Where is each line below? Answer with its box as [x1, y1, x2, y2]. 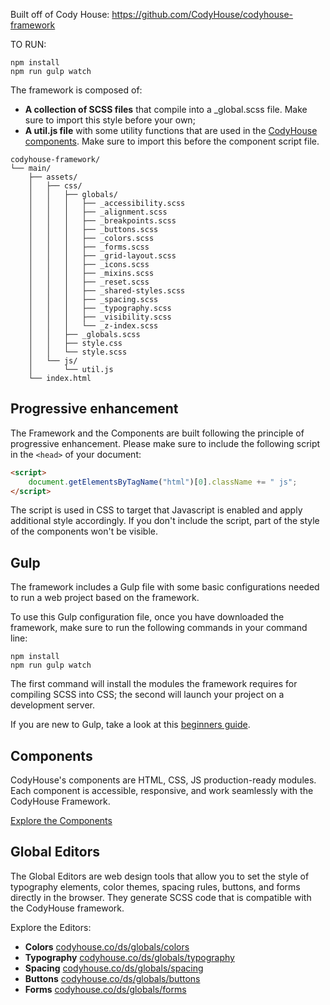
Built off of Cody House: [10, 9, 110, 20]
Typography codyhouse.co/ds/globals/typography [24, 951, 235, 963]
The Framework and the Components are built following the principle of [10, 427, 305, 439]
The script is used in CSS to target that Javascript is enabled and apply [10, 504, 303, 516]
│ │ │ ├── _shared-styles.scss [28, 286, 186, 296]
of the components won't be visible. [10, 525, 159, 538]
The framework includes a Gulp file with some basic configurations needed [10, 581, 320, 593]
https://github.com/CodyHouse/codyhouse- [111, 9, 294, 20]
